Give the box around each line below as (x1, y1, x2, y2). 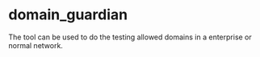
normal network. (8, 40, 63, 50)
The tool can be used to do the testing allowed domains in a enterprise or (8, 32, 252, 42)
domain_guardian (8, 6, 128, 24)
